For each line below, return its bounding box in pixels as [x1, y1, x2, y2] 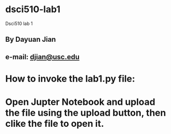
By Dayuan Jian [5, 35, 56, 44]
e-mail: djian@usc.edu [5, 52, 80, 61]
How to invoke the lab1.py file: [5, 73, 136, 85]
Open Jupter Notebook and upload [5, 96, 156, 108]
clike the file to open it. [5, 118, 104, 129]
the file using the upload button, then [5, 107, 166, 119]
